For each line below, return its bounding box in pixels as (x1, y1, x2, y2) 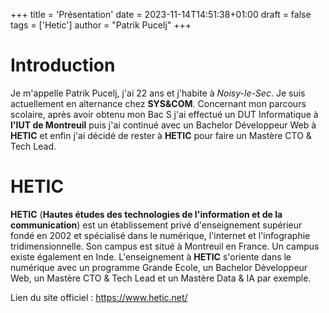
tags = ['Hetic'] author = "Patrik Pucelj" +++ (10, 19, 192, 31)
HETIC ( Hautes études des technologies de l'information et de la (10, 208, 283, 220)
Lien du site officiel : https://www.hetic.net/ (10, 291, 188, 303)
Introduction (10, 54, 116, 77)
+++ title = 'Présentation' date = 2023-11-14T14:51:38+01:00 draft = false (10, 9, 312, 20)
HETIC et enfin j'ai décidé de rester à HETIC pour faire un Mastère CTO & (10, 129, 312, 141)
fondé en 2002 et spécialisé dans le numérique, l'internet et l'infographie (10, 229, 311, 241)
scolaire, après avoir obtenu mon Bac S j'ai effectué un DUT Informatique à (10, 108, 319, 120)
